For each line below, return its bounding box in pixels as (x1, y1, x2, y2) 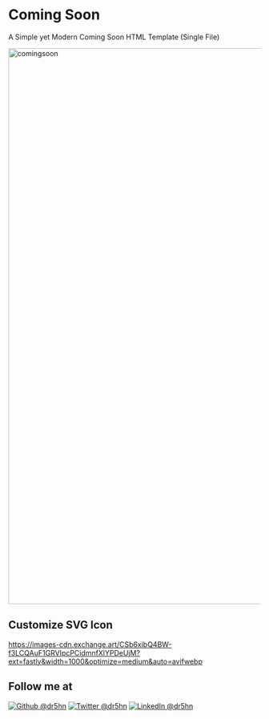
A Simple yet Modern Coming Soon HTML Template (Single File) (8, 32, 220, 42)
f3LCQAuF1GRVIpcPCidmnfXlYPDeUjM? (8, 648, 141, 657)
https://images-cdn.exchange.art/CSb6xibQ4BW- (8, 639, 172, 649)
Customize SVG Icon (8, 618, 114, 632)
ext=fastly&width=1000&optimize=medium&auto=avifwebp (8, 657, 203, 666)
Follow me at (8, 680, 73, 693)
